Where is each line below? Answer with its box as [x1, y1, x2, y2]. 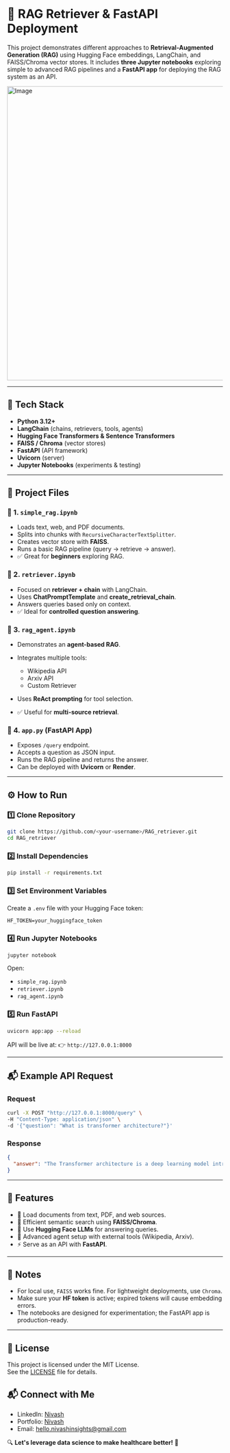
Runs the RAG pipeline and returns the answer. [16, 756, 149, 764]
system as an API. [7, 72, 58, 81]
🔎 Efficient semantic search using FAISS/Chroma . [16, 1217, 157, 1226]
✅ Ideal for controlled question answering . [16, 607, 140, 615]
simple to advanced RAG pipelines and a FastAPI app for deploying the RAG [7, 65, 221, 73]
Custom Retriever [27, 682, 77, 690]
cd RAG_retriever [7, 834, 57, 841]
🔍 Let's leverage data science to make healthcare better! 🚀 [7, 1439, 179, 1447]
